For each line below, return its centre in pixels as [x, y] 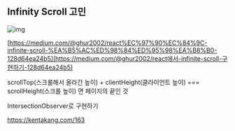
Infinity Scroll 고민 [47, 12]
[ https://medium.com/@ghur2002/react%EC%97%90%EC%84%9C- [107, 43]
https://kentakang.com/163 [46, 120]
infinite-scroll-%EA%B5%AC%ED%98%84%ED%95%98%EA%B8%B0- [112, 50]
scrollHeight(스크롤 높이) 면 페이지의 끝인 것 [68, 91]
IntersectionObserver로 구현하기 [53, 106]
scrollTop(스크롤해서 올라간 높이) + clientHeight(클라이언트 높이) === [104, 82]
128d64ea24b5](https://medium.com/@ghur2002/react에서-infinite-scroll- [115, 58]
